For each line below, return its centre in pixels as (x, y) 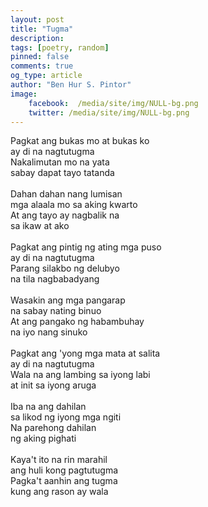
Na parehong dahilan (53, 428)
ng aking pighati (43, 438)
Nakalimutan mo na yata (60, 162)
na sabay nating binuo (56, 311)
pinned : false (40, 57)
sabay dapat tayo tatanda (62, 173)
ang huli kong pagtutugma (64, 470)
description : (37, 38)
